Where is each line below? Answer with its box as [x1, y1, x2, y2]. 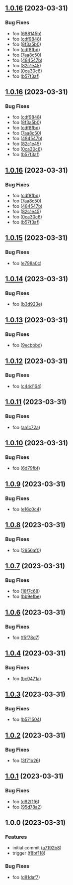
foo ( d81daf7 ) [12, 874, 40, 880]
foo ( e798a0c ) [12, 260, 42, 266]
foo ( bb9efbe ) [12, 593, 41, 599]
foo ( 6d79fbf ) [12, 465, 41, 471]
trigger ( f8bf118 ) [12, 850, 46, 856]
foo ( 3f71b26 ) [12, 757, 41, 764]
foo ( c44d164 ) [12, 383, 42, 389]
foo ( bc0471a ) [12, 675, 41, 682]
